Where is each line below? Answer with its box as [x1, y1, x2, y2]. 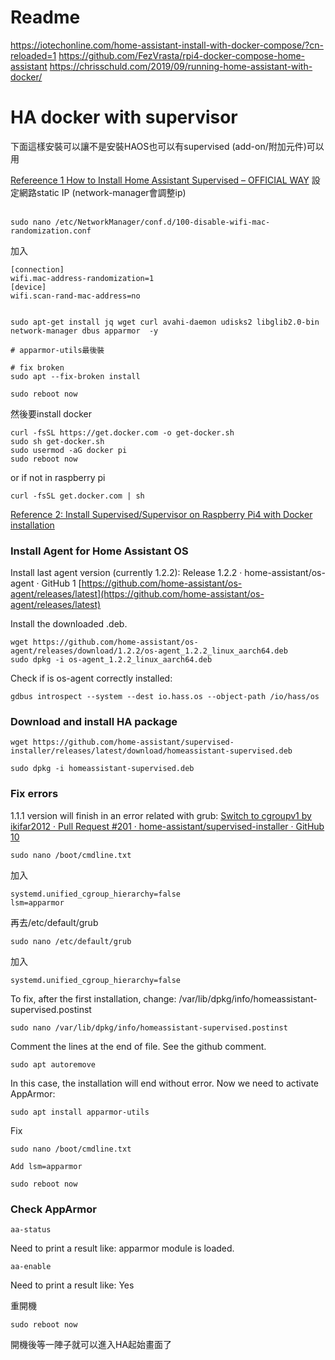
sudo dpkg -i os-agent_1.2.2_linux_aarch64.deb [10, 655, 213, 665]
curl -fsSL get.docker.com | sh [10, 491, 145, 501]
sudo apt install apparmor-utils [10, 1107, 150, 1117]
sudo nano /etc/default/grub [10, 936, 132, 946]
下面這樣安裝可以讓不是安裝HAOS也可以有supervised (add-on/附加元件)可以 [10, 140, 325, 152]
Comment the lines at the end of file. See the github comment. [10, 1040, 267, 1052]
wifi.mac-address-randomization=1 [10, 273, 155, 283]
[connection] [10, 264, 65, 275]
